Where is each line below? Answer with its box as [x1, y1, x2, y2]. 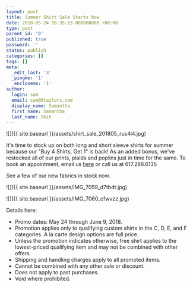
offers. [14, 250, 31, 257]
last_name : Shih [11, 114, 52, 120]
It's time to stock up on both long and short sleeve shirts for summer [6, 142, 174, 149]
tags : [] [6, 58, 28, 64]
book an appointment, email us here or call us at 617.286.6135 [6, 161, 157, 168]
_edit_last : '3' [11, 70, 52, 76]
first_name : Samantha [11, 108, 65, 114]
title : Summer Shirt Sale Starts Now [6, 14, 100, 20]
